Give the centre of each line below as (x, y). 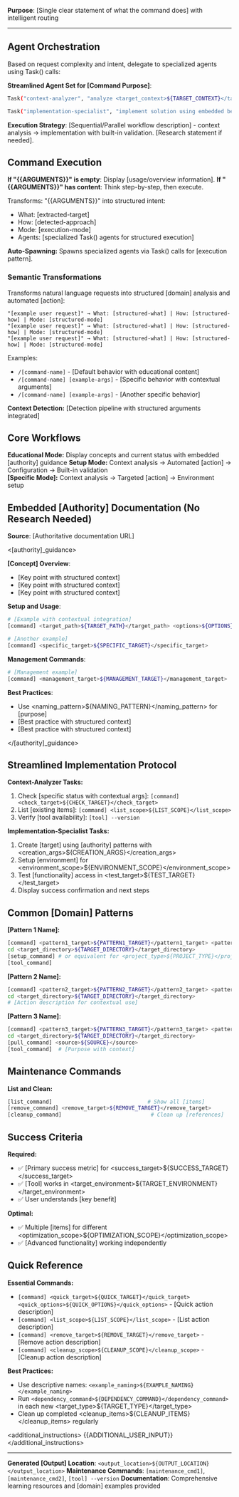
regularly (85, 1421)
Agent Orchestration (54, 47)
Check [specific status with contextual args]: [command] (99, 796)
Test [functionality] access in (60, 875)
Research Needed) (50, 519)
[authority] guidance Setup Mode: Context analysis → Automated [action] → (119, 463)
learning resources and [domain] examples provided (84, 1486)
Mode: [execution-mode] (54, 230)
